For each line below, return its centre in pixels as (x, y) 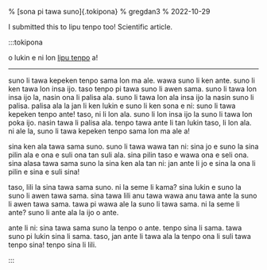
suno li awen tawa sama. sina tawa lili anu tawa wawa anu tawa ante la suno (133, 195)
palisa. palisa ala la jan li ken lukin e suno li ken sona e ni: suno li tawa (122, 106)
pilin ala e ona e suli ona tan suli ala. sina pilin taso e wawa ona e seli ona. (128, 155)
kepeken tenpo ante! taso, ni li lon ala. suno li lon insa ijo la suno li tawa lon (130, 114)
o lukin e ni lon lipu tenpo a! (53, 58)
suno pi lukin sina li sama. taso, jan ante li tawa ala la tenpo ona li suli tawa (130, 236)
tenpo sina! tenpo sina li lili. (52, 245)
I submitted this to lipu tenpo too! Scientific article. (91, 27)
